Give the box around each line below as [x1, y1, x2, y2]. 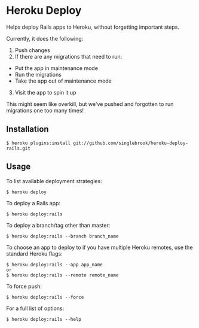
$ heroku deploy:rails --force [6, 294, 84, 300]
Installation [6, 124, 49, 135]
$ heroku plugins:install [6, 140, 71, 146]
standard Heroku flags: [6, 250, 63, 257]
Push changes [14, 46, 51, 54]
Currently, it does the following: [6, 35, 84, 42]
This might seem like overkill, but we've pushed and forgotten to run [6, 100, 174, 108]
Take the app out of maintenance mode [14, 77, 112, 84]
